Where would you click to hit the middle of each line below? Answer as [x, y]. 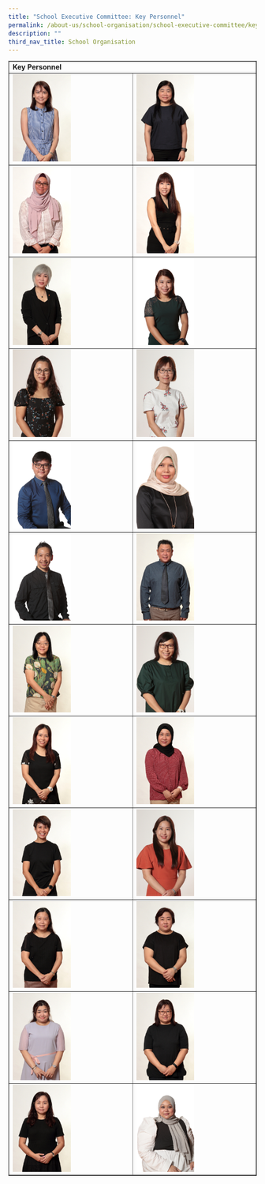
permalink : [26, 25]
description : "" [35, 33]
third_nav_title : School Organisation [72, 42]
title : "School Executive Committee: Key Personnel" [97, 17]
